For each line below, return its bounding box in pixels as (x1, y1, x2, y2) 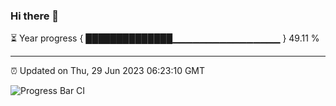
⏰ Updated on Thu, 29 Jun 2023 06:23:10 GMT (10, 65, 206, 77)
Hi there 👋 (10, 9, 60, 23)
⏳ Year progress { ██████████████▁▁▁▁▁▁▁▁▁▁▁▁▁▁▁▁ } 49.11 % (10, 32, 320, 44)
